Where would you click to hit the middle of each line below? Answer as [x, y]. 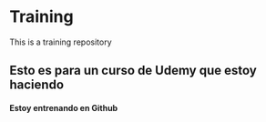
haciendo [37, 85]
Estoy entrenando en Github [64, 107]
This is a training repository [61, 42]
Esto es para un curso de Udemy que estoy [133, 71]
